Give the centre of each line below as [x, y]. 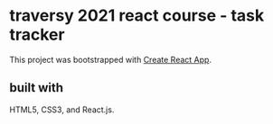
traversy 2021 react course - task [137, 16]
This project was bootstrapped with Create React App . [111, 59]
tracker [37, 35]
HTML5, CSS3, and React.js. [62, 110]
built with [37, 88]
